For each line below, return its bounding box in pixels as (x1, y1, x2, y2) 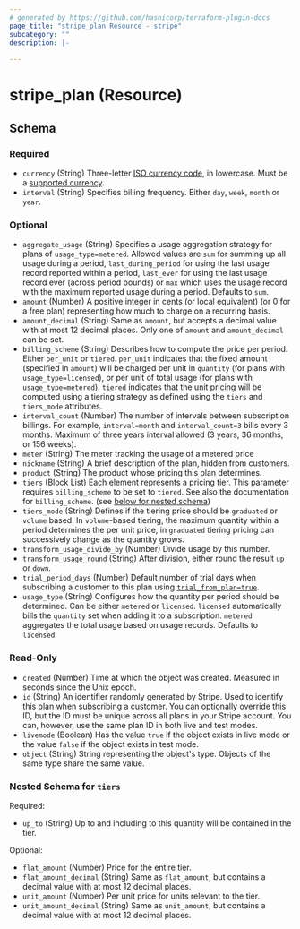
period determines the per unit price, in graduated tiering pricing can (21, 525, 275, 536)
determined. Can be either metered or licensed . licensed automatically (21, 601, 282, 612)
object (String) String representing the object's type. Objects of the (21, 748, 271, 759)
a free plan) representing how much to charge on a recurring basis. (21, 305, 270, 316)
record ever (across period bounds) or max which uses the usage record (21, 277, 287, 288)
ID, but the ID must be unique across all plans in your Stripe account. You (21, 710, 292, 721)
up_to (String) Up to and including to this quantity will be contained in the (21, 817, 292, 829)
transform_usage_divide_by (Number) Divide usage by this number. (21, 544, 270, 555)
